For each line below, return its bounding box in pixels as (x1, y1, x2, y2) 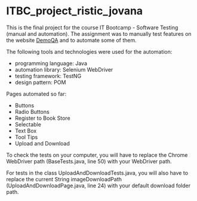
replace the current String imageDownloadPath (6, 175, 122, 183)
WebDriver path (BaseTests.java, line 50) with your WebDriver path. (6, 157, 172, 165)
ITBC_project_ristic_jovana (6, 4, 143, 18)
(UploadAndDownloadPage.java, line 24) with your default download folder (6, 182, 191, 189)
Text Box (14, 127, 37, 134)
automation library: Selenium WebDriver (14, 66, 113, 73)
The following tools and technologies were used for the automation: (6, 48, 173, 55)
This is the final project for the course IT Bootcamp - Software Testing (6, 24, 178, 31)
